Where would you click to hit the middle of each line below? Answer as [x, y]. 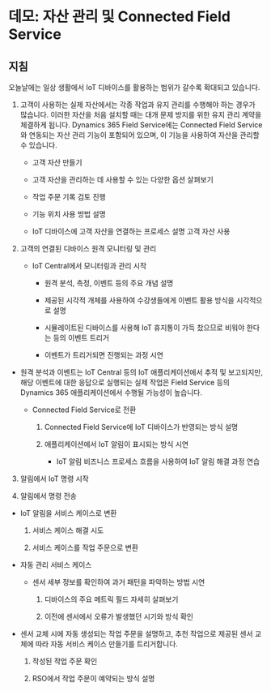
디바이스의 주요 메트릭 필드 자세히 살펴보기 [111, 599]
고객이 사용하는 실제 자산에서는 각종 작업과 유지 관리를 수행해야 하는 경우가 [138, 105]
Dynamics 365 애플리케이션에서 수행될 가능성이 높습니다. [111, 393]
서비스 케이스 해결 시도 [68, 530]
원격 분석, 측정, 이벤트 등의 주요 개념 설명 [109, 283]
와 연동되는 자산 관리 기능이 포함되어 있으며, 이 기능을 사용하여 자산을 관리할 [140, 135]
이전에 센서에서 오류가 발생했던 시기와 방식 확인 [119, 616]
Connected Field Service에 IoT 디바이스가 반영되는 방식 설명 [141, 427]
